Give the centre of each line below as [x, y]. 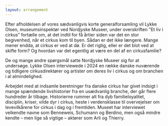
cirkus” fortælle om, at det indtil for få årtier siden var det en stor [72, 34]
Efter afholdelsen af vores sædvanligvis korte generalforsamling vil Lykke [81, 24]
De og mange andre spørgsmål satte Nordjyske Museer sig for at [72, 60]
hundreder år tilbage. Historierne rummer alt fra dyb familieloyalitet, [75, 96]
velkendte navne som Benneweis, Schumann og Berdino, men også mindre [83, 112]
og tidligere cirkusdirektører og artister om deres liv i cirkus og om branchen [84, 71]
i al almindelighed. [24, 76]
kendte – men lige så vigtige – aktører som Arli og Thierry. [65, 117]
